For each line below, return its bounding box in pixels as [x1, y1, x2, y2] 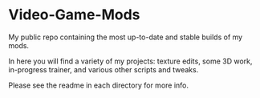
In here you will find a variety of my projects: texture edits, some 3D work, [8, 56, 253, 66]
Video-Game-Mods [8, 6, 140, 24]
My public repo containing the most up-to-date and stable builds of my [8, 32, 243, 42]
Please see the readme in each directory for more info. [8, 80, 189, 90]
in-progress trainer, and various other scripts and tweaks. [8, 64, 199, 74]
